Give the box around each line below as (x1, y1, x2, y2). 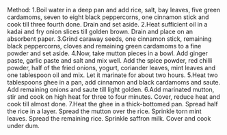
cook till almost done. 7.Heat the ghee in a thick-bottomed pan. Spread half (7, 100, 218, 108)
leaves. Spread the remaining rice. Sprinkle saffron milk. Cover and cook (7, 115, 211, 122)
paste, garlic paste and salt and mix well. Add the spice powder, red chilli (7, 57, 213, 64)
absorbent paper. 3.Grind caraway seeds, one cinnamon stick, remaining (7, 35, 212, 43)
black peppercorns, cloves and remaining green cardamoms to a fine (7, 42, 202, 50)
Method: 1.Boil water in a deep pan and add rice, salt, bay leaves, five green (7, 6, 221, 14)
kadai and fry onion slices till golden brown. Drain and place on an (7, 27, 193, 35)
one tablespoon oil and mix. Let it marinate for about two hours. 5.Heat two (7, 71, 218, 79)
